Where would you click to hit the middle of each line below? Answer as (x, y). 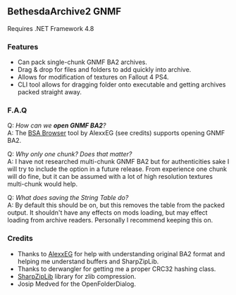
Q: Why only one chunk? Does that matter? (70, 154)
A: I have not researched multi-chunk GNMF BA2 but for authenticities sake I (118, 162)
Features (23, 46)
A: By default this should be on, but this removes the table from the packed (116, 205)
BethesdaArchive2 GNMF (64, 12)
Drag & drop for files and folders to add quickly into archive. (104, 70)
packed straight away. (50, 92)
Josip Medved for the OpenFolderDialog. (76, 284)
